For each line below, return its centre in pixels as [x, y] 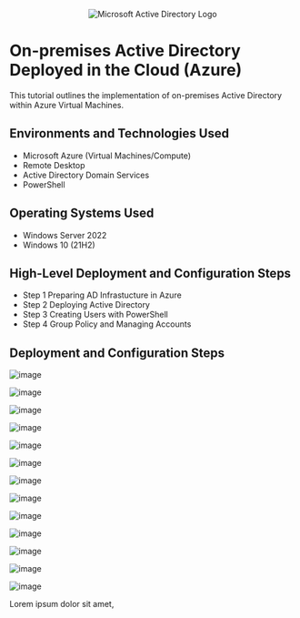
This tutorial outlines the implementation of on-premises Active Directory [146, 95]
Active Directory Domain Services [86, 175]
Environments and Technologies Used [120, 133]
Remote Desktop [54, 165]
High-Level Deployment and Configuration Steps [150, 273]
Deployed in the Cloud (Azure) [126, 71]
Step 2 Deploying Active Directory [86, 305]
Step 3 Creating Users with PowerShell [95, 315]
